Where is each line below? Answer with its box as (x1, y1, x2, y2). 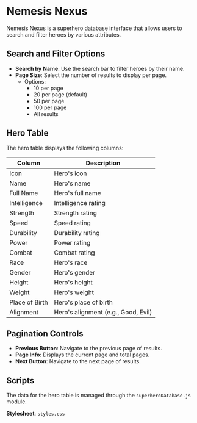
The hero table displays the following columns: (6, 144, 124, 151)
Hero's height (54, 278, 93, 286)
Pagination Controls (6, 328, 84, 339)
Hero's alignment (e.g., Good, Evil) (54, 308, 152, 316)
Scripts (6, 375, 35, 386)
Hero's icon (54, 169, 87, 178)
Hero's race (54, 258, 88, 267)
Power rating (54, 238, 91, 247)
